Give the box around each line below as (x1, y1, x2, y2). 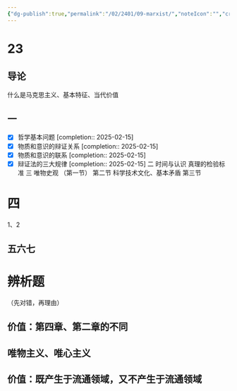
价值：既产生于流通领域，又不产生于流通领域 (7, 373, 202, 385)
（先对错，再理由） (7, 298, 63, 306)
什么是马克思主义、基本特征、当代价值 (7, 90, 119, 99)
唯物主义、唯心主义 (7, 347, 91, 359)
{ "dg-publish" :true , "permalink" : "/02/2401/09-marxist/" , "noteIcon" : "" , (7, 10, 222, 18)
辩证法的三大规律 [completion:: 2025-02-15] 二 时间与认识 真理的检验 (17, 159, 219, 168)
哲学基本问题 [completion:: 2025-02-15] (17, 133, 134, 142)
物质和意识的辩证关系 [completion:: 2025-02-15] (17, 142, 159, 150)
